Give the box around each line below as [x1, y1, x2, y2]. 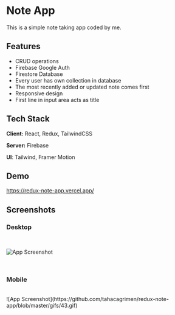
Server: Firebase [6, 141, 49, 149]
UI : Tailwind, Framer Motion [6, 153, 75, 161]
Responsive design [15, 89, 63, 97]
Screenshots [6, 205, 56, 215]
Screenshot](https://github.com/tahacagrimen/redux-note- [21, 296, 169, 303]
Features [6, 41, 41, 52]
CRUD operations [15, 57, 59, 64]
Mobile [6, 275, 27, 283]
